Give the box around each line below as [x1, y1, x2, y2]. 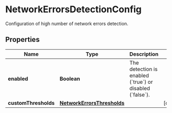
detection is [129, 65, 158, 73]
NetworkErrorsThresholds [59, 99, 124, 106]
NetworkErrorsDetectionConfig [5, 4, 142, 15]
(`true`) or [129, 78, 153, 85]
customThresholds [8, 99, 55, 106]
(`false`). [129, 91, 150, 98]
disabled [129, 84, 150, 92]
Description [129, 50, 159, 57]
